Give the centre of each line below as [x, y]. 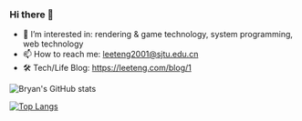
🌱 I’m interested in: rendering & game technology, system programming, [158, 35]
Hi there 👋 [32, 15]
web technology [53, 44]
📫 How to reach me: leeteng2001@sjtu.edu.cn [110, 55]
